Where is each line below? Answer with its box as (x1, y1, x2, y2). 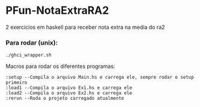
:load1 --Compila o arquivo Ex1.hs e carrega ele (5, 85, 133, 91)
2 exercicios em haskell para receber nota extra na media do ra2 (5, 23, 165, 31)
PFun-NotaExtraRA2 (5, 4, 109, 17)
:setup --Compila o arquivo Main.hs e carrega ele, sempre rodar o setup (5, 75, 195, 81)
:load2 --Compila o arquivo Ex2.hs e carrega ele (5, 90, 133, 96)
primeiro (5, 79, 28, 86)
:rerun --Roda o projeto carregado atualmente (5, 96, 124, 102)
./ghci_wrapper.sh (5, 52, 52, 58)
